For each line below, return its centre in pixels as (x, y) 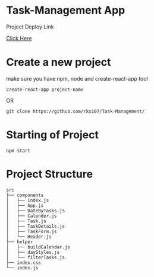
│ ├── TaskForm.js (32, 231)
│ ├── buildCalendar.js (38, 247)
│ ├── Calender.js (32, 216)
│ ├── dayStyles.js (33, 252)
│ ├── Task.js (26, 221)
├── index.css (24, 262)
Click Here (19, 38)
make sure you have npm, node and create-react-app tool (77, 78)
